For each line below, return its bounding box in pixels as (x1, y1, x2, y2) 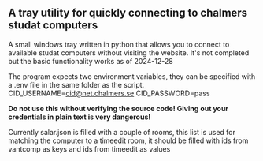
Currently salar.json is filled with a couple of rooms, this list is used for (8, 127, 236, 137)
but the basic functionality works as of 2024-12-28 (8, 56, 173, 66)
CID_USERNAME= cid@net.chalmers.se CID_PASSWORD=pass (8, 88, 210, 98)
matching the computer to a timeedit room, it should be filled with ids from (8, 136, 249, 145)
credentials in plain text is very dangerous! (8, 112, 151, 122)
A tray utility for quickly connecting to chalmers (8, 6, 248, 20)
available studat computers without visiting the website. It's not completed (8, 47, 250, 58)
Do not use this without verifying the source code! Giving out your (8, 103, 229, 113)
